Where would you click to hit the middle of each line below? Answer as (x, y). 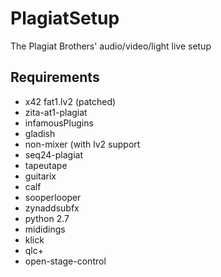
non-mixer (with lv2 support (82, 144)
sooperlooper (53, 197)
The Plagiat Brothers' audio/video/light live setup (111, 46)
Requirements (55, 77)
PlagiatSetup (65, 18)
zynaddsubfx (52, 208)
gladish (40, 133)
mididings (45, 229)
